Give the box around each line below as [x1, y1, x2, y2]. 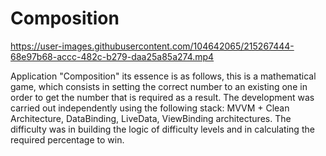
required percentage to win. [10, 133, 125, 146]
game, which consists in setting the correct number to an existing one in [10, 80, 308, 92]
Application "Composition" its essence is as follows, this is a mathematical [10, 70, 317, 82]
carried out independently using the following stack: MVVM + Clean [10, 102, 290, 114]
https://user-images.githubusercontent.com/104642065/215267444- [10, 40, 295, 52]
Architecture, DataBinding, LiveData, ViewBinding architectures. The [10, 112, 292, 124]
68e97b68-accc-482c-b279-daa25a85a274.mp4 [10, 50, 215, 62]
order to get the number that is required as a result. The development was [10, 91, 315, 103]
